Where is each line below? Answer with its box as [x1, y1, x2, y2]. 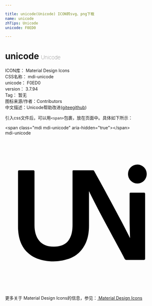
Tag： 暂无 [5, 92, 27, 98]
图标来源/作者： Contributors [5, 98, 62, 104]
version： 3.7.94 [5, 86, 38, 92]
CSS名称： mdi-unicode [5, 74, 54, 80]
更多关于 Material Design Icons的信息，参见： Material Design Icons [5, 295, 143, 301]
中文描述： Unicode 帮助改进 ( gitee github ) [5, 104, 87, 111]
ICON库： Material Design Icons [5, 67, 70, 74]
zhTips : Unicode [5, 21, 38, 26]
